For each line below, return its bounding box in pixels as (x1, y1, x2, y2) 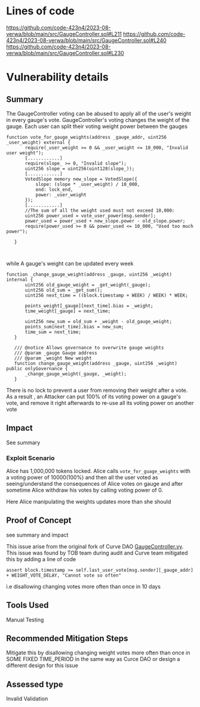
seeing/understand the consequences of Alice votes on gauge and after (6, 480, 183, 487)
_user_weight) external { (6, 139, 70, 145)
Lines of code (6, 4, 75, 18)
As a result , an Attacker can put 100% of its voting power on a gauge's (6, 393, 181, 400)
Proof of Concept (6, 516, 72, 526)
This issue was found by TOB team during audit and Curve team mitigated (6, 549, 188, 556)
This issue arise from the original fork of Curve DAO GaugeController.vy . (6, 543, 184, 550)
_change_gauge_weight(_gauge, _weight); (24, 371, 127, 377)
